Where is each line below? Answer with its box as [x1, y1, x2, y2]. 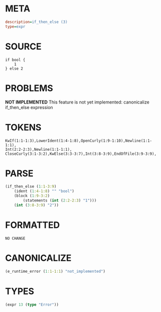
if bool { [5, 57, 26, 62]
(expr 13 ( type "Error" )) [5, 302, 59, 307]
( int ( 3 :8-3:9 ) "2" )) [14, 203, 59, 208]
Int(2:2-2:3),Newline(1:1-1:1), [5, 147, 72, 152]
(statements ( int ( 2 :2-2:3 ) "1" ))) [23, 198, 97, 203]
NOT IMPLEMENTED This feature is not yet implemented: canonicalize [5, 99, 150, 105]
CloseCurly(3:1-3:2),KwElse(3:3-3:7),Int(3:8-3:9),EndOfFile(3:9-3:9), [5, 151, 157, 156]
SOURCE [5, 41, 42, 52]
